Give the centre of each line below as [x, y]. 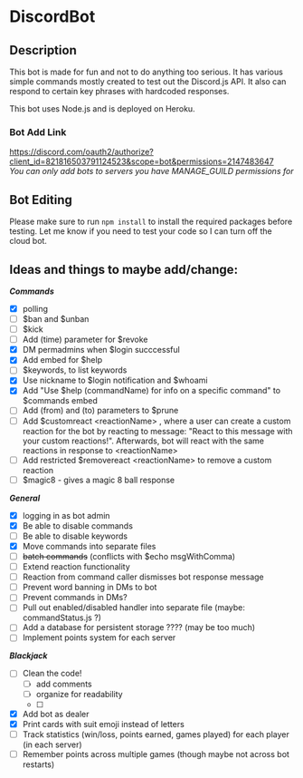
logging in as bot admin [66, 515]
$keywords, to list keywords [75, 370]
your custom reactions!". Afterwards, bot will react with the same [143, 441]
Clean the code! [52, 674]
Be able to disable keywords [75, 536]
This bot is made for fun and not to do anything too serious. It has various [146, 72]
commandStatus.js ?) [62, 618]
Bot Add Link [38, 131]
